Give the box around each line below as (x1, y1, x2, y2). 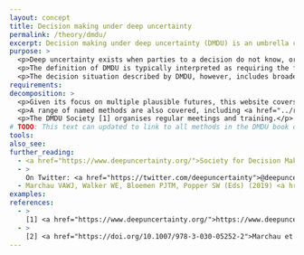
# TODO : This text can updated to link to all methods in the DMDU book (9, 123, 290, 132)
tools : (9, 131, 34, 140)
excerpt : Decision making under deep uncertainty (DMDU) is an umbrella (9, 38, 290, 48)
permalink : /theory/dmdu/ (9, 30, 107, 39)
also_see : (9, 139, 47, 148)
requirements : (9, 80, 63, 90)
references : (9, 198, 54, 208)
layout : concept (9, 13, 71, 23)
